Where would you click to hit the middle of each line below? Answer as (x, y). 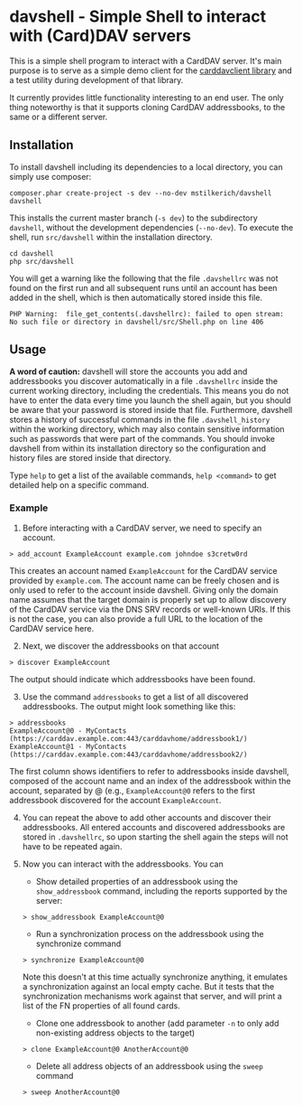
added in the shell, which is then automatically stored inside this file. (136, 297)
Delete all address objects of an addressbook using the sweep (149, 1066)
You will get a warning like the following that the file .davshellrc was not (144, 278)
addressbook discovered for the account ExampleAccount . (115, 800)
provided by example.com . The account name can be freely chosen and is (144, 580)
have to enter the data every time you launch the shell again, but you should (150, 400)
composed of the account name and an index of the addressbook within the (150, 781)
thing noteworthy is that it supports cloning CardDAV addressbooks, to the (147, 107)
